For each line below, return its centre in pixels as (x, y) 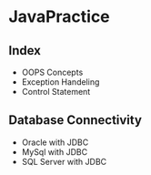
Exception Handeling (60, 82)
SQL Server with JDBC (64, 161)
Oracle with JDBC (55, 142)
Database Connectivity (75, 120)
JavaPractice (59, 17)
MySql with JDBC (55, 151)
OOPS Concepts (52, 72)
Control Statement (56, 92)
